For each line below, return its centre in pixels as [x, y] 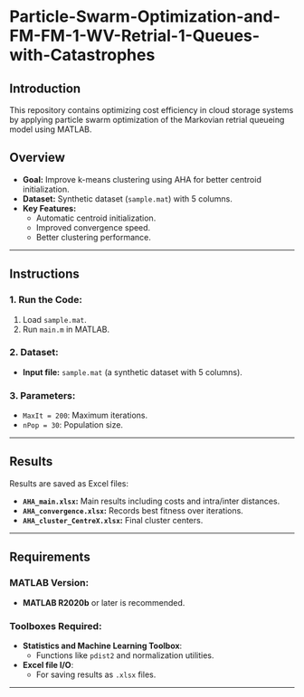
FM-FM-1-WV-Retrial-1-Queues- [135, 36]
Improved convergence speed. [93, 227]
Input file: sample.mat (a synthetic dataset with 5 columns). [132, 372]
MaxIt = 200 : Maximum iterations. [85, 415]
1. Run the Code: [46, 300]
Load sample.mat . [55, 319]
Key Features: [49, 208]
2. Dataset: [34, 353]
